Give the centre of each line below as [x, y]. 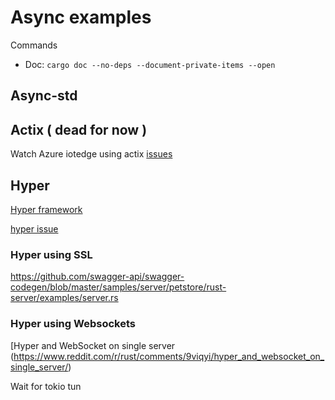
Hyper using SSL [51, 254]
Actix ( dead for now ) [79, 129]
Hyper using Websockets [73, 324]
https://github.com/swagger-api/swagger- [97, 277]
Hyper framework [46, 209]
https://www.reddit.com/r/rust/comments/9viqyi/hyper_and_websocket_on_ [169, 356]
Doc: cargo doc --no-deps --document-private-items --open [150, 64]
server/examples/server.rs [64, 298]
